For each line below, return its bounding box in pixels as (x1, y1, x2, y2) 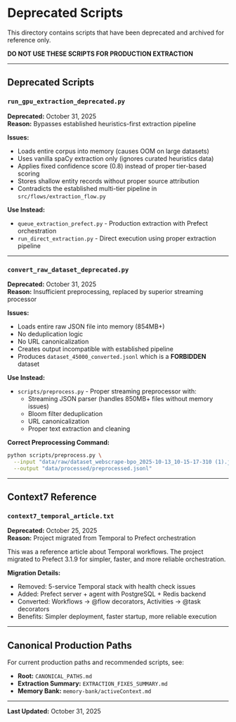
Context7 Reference (7, 491, 97, 503)
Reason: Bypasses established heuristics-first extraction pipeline (7, 119, 197, 128)
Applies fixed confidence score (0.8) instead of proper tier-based (17, 161, 207, 170)
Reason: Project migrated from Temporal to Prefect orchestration (7, 534, 196, 542)
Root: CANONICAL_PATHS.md (17, 672, 93, 680)
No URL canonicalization (17, 337, 89, 345)
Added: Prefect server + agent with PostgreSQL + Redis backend (17, 590, 206, 599)
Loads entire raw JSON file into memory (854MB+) (17, 322, 165, 331)
